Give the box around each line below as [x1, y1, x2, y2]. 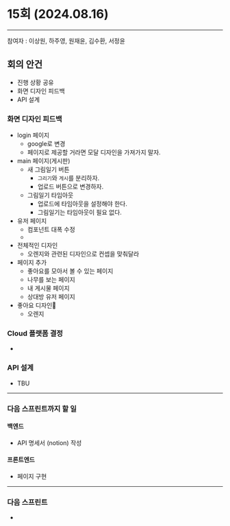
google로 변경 [27, 140, 66, 148]
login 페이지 [16, 131, 50, 139]
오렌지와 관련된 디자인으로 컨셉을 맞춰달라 [27, 250, 140, 258]
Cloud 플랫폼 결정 [7, 328, 64, 338]
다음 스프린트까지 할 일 [7, 404, 77, 414]
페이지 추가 [16, 259, 47, 267]
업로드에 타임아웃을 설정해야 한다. [37, 200, 128, 208]
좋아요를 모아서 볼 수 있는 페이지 [27, 267, 114, 275]
